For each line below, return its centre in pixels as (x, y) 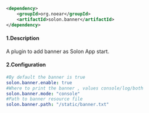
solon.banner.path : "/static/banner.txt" (58, 105)
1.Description (23, 38)
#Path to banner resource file (44, 99)
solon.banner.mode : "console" (43, 94)
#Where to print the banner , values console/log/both (75, 88)
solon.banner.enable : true (39, 82)
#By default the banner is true (46, 77)
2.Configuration (26, 65)
